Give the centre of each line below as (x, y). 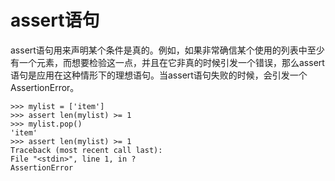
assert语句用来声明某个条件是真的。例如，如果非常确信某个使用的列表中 (159, 50)
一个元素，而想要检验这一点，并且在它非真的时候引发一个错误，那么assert (171, 62)
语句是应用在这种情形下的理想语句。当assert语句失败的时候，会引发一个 (159, 75)
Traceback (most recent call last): (86, 150)
